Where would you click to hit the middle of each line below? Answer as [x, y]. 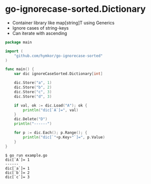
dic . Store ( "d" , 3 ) [33, 96]
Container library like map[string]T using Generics [63, 23]
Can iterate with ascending [40, 33]
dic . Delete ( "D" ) [31, 119]
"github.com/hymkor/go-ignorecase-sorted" [58, 56]
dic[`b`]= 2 [17, 173]
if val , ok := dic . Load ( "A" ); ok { [51, 105]
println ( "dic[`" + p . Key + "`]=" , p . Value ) [64, 137]
